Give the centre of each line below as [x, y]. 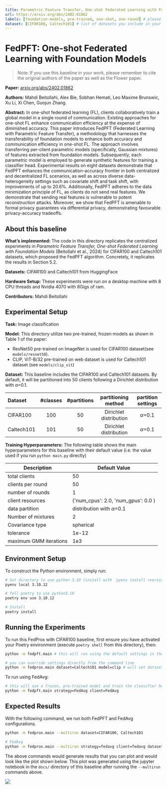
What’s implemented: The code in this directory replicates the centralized [81, 241]
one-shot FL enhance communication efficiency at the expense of [73, 123]
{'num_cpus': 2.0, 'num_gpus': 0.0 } [114, 501]
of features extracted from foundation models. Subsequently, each [73, 155]
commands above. [24, 772]
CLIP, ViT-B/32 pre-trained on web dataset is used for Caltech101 [79, 359]
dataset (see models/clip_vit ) [43, 364]
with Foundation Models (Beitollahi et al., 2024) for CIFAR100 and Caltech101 [83, 252]
